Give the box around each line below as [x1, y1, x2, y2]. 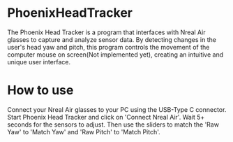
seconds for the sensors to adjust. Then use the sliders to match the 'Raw [7, 120, 220, 129]
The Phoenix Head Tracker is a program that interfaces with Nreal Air [7, 28, 206, 36]
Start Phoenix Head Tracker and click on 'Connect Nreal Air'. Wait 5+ [7, 113, 205, 121]
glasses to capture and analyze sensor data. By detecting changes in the [7, 35, 216, 43]
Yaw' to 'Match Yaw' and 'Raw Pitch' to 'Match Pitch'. [7, 127, 160, 136]
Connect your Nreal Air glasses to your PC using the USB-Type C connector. [7, 105, 227, 113]
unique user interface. [7, 57, 71, 66]
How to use [7, 83, 74, 99]
